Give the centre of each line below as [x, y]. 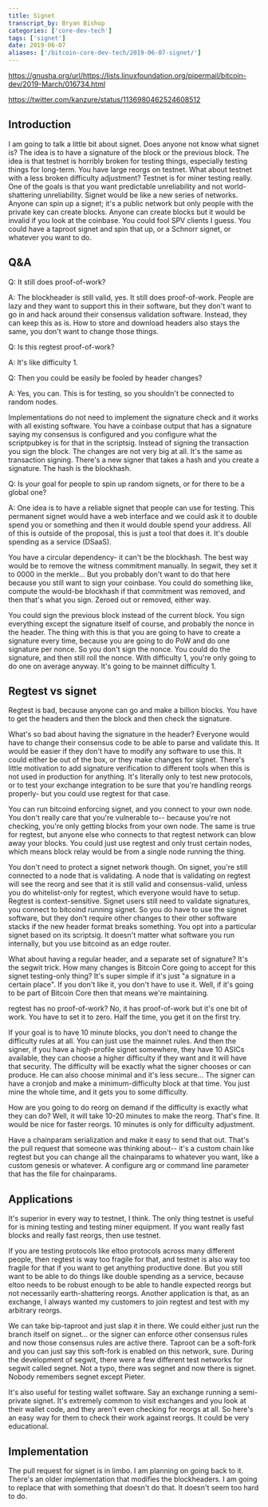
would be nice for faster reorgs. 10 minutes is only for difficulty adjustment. [132, 1125]
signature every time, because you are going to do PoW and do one [119, 640]
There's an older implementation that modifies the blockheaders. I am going [133, 1479]
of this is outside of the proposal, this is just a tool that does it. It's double [128, 533]
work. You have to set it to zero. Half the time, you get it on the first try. [125, 1017]
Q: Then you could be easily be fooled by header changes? [105, 377]
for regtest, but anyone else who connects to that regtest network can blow [132, 835]
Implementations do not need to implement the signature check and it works [134, 417]
